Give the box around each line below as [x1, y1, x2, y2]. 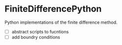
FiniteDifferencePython [4, 3, 102, 15]
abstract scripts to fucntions [11, 29, 69, 34]
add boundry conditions [11, 34, 60, 40]
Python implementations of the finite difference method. [4, 19, 118, 25]
